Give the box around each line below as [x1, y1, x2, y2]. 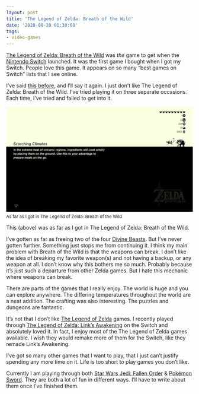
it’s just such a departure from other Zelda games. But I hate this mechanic [6, 267, 188, 274]
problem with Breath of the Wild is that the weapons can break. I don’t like [6, 248, 187, 255]
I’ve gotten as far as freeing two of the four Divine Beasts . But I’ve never [6, 235, 182, 243]
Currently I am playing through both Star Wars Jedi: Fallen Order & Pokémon [6, 370, 192, 377]
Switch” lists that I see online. [6, 71, 78, 78]
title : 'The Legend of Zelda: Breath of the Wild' [6, 15, 134, 22]
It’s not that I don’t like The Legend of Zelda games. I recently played [6, 315, 174, 322]
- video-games [6, 34, 41, 41]
